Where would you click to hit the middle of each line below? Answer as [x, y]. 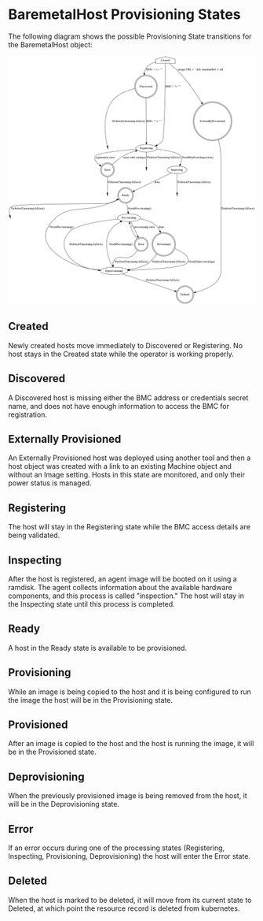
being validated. [34, 535]
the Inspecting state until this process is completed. [91, 603]
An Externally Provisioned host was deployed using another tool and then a [130, 458]
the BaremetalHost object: [50, 44]
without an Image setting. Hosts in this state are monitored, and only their [127, 475]
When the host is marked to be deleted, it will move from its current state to [130, 900]
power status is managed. [50, 483]
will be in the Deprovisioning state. [64, 804]
